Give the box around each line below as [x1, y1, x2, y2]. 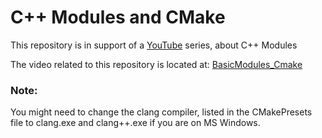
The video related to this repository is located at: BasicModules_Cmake [10, 58, 303, 70]
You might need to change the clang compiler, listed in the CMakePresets [10, 106, 313, 118]
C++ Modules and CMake [10, 6, 226, 29]
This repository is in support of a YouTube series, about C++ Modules [10, 39, 298, 51]
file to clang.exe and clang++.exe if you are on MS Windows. [10, 117, 261, 129]
